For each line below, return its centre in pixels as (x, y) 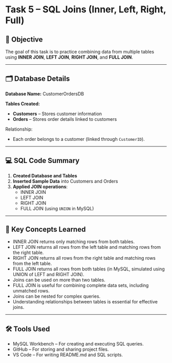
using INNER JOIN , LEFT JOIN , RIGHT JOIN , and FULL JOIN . (69, 57)
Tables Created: (23, 103)
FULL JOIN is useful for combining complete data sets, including (81, 285)
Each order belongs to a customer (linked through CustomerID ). (79, 139)
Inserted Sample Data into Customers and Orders (65, 181)
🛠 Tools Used (28, 329)
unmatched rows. (31, 291)
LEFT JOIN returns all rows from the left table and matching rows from (87, 247)
